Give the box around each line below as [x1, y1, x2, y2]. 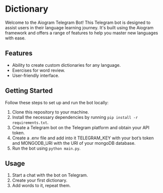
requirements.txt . [12, 119, 49, 125]
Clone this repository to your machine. [12, 109, 89, 115]
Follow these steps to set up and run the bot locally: [5, 99, 109, 105]
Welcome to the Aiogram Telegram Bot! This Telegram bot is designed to [5, 19, 151, 25]
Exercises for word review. [12, 67, 66, 73]
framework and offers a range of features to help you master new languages [5, 30, 158, 36]
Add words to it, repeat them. [12, 183, 71, 189]
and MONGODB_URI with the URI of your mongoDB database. [12, 140, 136, 146]
